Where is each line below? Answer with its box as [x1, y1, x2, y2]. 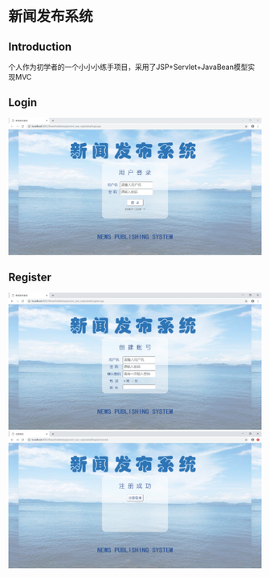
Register [8, 271, 52, 284]
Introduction [8, 39, 72, 53]
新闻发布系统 [8, 7, 94, 26]
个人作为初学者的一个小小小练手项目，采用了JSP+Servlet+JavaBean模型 [8, 62, 248, 72]
